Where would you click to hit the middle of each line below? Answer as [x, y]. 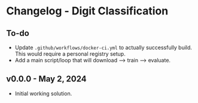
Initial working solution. [43, 93]
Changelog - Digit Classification [87, 11]
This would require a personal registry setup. [70, 54]
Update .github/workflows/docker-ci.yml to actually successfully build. [103, 47]
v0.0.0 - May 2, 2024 [46, 79]
